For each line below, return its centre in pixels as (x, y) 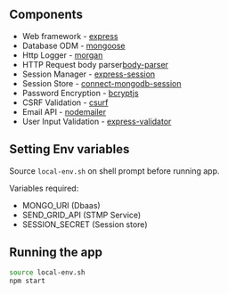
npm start (28, 281)
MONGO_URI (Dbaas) (61, 205)
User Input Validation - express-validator (97, 121)
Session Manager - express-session (89, 74)
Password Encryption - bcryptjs (81, 93)
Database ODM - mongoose (73, 45)
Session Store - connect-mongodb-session (102, 83)
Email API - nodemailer (64, 111)
